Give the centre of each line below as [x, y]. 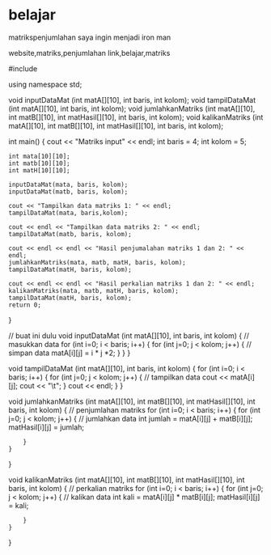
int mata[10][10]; [39, 156]
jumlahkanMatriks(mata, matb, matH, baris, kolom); [97, 262]
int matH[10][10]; [39, 170]
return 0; [25, 305]
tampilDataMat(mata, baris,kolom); [68, 213]
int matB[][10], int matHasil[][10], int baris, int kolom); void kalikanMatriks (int [136, 117]
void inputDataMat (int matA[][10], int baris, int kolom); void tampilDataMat [132, 100]
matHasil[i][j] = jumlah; [47, 427]
